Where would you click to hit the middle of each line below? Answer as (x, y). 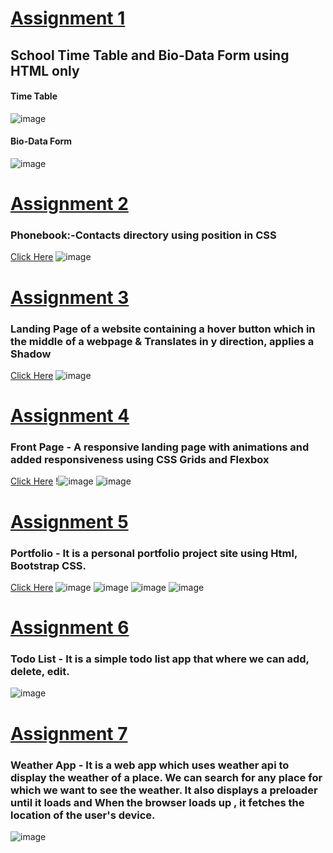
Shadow (31, 354)
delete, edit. (40, 672)
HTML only (45, 70)
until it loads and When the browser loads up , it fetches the (157, 802)
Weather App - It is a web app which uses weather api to (150, 765)
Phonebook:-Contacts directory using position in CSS (143, 235)
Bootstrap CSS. (48, 565)
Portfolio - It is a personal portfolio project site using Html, (154, 553)
